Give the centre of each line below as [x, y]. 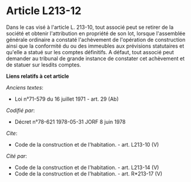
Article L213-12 [44, 11]
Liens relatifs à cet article [38, 76]
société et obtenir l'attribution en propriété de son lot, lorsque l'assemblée [96, 33]
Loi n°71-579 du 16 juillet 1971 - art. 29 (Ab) [67, 99]
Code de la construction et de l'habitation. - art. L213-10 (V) [87, 144]
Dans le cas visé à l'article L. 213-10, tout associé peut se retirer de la [90, 27]
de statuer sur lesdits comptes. [43, 64]
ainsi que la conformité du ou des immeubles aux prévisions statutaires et [95, 46]
